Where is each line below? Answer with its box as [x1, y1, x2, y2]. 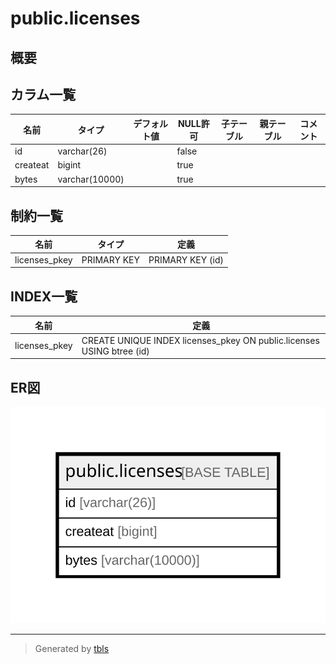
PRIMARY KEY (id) [148, 253, 224, 266]
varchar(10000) [57, 173, 125, 185]
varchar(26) [57, 145, 108, 157]
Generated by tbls [34, 642, 110, 654]
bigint [57, 159, 82, 171]
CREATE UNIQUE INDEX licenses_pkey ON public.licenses [81, 334, 320, 346]
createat [14, 159, 50, 171]
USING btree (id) [81, 345, 150, 357]
